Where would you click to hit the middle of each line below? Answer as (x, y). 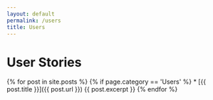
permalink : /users (34, 21)
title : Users (26, 27)
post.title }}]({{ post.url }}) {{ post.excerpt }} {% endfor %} (92, 89)
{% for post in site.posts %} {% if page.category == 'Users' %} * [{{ (106, 82)
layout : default (31, 14)
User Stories (44, 62)
